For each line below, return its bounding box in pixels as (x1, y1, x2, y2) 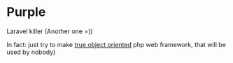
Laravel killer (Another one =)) (6, 27, 93, 35)
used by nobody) (6, 48, 56, 56)
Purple (6, 4, 46, 20)
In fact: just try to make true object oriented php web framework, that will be (6, 40, 227, 48)
